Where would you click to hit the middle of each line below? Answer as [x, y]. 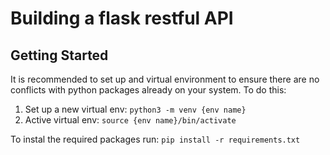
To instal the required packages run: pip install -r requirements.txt [155, 139]
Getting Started [59, 55]
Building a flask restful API [122, 18]
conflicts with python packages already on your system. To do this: [148, 90]
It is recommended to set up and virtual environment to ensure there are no [165, 79]
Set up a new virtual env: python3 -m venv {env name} [135, 109]
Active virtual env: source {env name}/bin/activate [130, 120]
